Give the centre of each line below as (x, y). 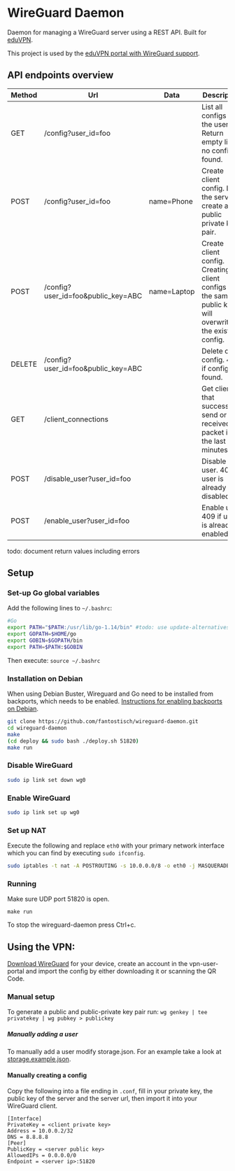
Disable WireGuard (40, 766)
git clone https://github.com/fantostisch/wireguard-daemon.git (103, 722)
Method (24, 94)
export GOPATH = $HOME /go (42, 634)
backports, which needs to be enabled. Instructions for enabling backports (115, 701)
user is (213, 479)
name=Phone (171, 201)
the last (214, 441)
